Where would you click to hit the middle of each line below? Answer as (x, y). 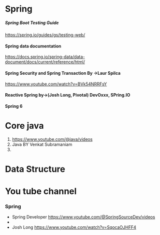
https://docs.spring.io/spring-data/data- (45, 57)
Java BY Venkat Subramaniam (42, 144)
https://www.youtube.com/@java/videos (52, 139)
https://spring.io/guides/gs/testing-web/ (45, 35)
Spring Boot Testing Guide (32, 22)
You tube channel (41, 192)
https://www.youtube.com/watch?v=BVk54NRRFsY (56, 84)
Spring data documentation (33, 46)
